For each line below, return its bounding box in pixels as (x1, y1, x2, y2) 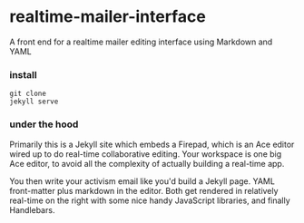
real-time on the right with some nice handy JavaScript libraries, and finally (9, 195, 290, 206)
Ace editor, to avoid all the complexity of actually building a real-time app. (9, 158, 285, 169)
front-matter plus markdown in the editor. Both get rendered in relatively (9, 185, 279, 196)
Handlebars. (9, 204, 55, 215)
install (9, 68, 38, 81)
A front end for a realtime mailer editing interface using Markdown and (9, 36, 273, 47)
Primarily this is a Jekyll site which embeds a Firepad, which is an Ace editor (9, 139, 295, 150)
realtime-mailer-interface (9, 6, 206, 27)
